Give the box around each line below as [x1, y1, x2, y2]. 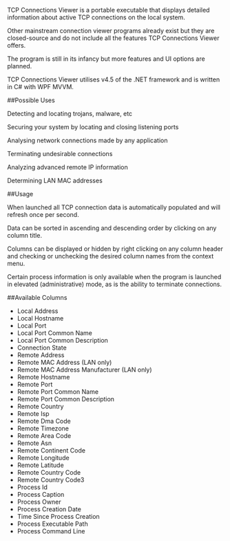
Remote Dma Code [17, 417, 71, 425]
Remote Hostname [17, 373, 70, 381]
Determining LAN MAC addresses [7, 176, 103, 184]
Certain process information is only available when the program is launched [7, 273, 222, 281]
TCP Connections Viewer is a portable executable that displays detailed [7, 6, 210, 14]
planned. [7, 62, 32, 70]
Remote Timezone [17, 424, 69, 433]
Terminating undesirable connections [7, 150, 113, 158]
